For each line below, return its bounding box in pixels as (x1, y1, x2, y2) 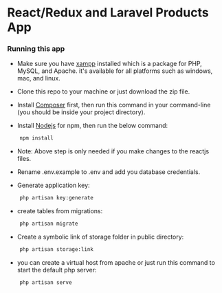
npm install (19, 135, 54, 142)
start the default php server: (16, 265, 98, 274)
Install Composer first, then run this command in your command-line (16, 101, 211, 109)
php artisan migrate (19, 220, 78, 228)
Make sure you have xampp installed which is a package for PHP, (16, 60, 203, 68)
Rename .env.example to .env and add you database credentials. (16, 168, 201, 176)
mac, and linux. (16, 74, 60, 83)
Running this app (7, 44, 65, 54)
